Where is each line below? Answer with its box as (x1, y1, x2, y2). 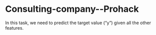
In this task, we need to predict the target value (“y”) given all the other (5, 20, 151, 26)
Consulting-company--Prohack (5, 3, 139, 15)
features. (5, 25, 24, 31)
